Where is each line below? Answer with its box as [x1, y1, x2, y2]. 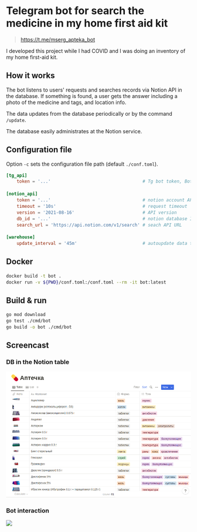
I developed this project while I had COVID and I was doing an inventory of [6, 47, 186, 54]
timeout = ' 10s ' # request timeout [16, 203, 188, 209]
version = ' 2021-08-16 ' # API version [16, 210, 177, 216]
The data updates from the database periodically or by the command [6, 110, 173, 117]
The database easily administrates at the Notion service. [6, 127, 142, 134]
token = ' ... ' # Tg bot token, [16, 179, 182, 184]
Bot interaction [6, 506, 50, 514]
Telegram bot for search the [6, 4, 145, 18]
